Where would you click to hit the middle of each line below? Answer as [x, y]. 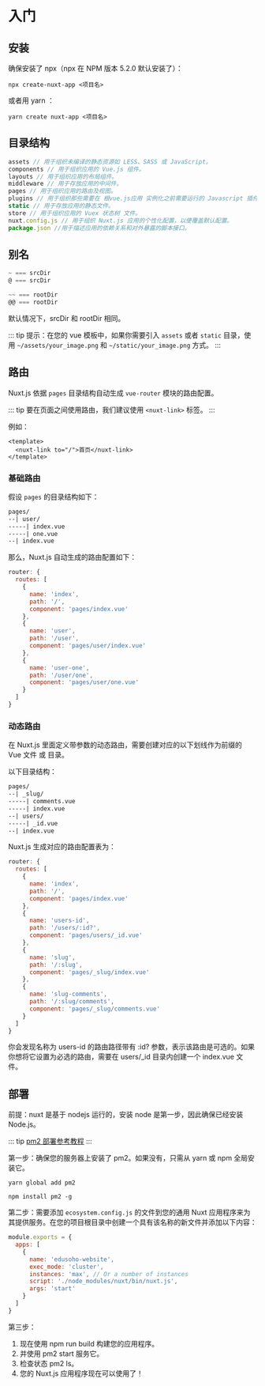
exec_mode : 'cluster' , [66, 1267]
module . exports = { [40, 1237]
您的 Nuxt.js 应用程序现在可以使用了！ [81, 1373]
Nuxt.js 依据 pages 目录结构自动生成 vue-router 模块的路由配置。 [113, 393]
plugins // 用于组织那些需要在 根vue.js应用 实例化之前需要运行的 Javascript [126, 198]
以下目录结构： [32, 772]
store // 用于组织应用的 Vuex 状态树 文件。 [75, 213]
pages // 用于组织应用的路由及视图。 [62, 191]
